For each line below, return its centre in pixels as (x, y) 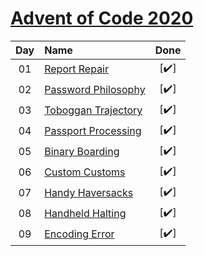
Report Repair (77, 69)
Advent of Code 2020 (102, 18)
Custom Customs (85, 172)
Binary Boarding (82, 152)
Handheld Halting (85, 214)
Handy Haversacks (89, 193)
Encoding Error (79, 234)
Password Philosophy (95, 90)
